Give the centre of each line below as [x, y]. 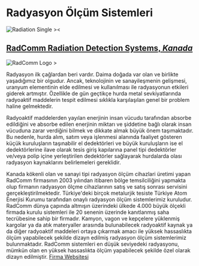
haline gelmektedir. [30, 106]
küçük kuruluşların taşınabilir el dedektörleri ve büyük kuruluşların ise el [94, 143]
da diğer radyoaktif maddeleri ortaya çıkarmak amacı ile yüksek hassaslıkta [99, 231]
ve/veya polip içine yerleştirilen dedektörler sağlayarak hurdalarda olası [94, 156]
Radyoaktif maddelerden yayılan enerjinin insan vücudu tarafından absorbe [99, 117]
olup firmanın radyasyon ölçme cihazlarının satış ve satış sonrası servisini [97, 186]
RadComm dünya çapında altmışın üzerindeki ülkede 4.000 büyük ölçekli [96, 205]
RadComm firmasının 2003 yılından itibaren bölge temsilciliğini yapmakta [96, 180]
